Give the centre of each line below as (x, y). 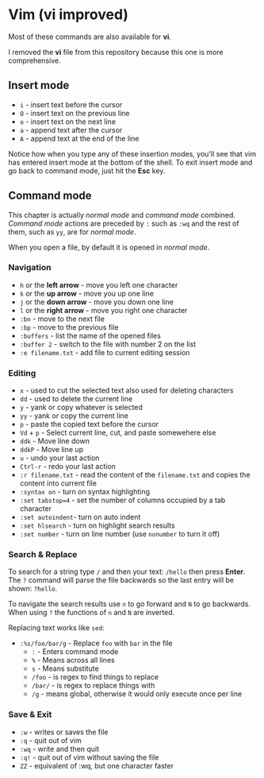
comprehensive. (34, 60)
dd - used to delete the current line (76, 399)
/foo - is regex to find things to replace (95, 677)
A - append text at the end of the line (79, 138)
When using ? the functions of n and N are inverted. (92, 613)
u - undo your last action (59, 458)
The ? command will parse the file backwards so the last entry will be (121, 580)
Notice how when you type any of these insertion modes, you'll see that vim (132, 153)
